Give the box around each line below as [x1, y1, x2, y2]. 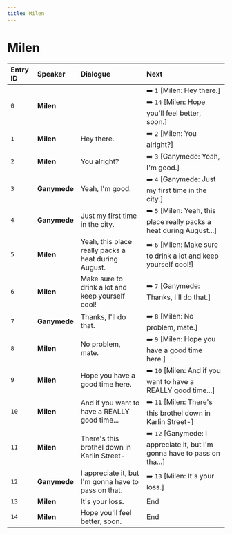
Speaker [37, 69, 66, 79]
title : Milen [7, 10, 45, 17]
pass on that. [80, 485, 123, 495]
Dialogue [80, 69, 111, 79]
